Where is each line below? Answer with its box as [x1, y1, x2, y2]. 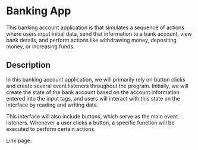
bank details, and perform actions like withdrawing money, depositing [6, 36, 177, 43]
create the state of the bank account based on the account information [6, 88, 180, 96]
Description [6, 60, 51, 70]
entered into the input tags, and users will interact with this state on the [6, 95, 180, 102]
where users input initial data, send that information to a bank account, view [6, 30, 192, 37]
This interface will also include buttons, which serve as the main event [6, 112, 178, 120]
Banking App [6, 4, 71, 18]
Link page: [6, 137, 32, 144]
